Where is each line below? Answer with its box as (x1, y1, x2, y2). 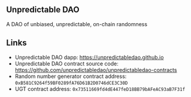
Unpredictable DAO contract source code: (14, 60, 119, 67)
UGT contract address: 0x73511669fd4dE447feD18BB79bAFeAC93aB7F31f (14, 85, 186, 92)
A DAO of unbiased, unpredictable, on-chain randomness (6, 20, 148, 27)
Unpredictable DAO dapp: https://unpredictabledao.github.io (14, 54, 164, 61)
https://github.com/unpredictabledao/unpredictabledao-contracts (14, 66, 177, 73)
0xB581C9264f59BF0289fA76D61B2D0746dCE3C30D (14, 80, 128, 86)
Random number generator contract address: (14, 73, 127, 80)
